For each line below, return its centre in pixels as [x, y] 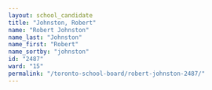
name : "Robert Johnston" [49, 30]
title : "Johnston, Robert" [52, 23]
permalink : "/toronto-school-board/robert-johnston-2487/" [107, 74]
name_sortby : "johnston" [49, 52]
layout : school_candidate [50, 15]
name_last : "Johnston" [45, 37]
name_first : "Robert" [44, 45]
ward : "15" [26, 67]
